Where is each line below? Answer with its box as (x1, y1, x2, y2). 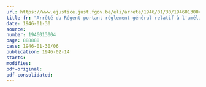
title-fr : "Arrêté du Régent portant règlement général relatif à (6, 15, 180, 21)
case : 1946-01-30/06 (6, 43, 59, 50)
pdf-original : (6, 66, 43, 72)
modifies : (6, 60, 32, 66)
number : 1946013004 (6, 32, 56, 38)
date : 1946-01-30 (6, 20, 51, 26)
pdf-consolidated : (6, 72, 53, 78)
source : (6, 26, 26, 32)
